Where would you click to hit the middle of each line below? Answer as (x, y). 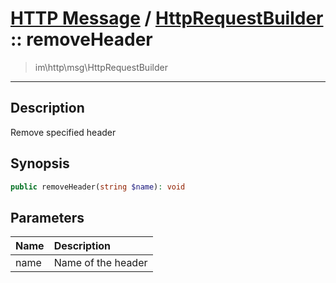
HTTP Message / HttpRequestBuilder (167, 18)
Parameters (47, 217)
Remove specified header (63, 132)
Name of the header (100, 263)
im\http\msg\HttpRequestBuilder (101, 67)
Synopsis (40, 163)
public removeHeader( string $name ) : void (98, 187)
